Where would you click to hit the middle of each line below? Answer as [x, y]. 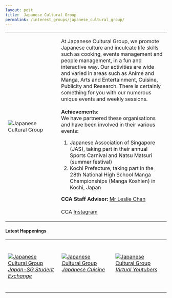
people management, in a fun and [101, 61]
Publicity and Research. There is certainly [111, 86]
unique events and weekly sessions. [104, 99]
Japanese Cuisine [83, 269]
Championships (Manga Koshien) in [113, 181]
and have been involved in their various [108, 125]
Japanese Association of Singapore [113, 143]
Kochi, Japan [85, 188]
